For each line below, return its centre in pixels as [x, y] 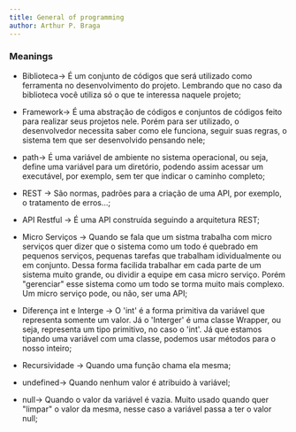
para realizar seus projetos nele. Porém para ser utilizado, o [131, 121]
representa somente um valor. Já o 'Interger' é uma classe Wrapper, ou [151, 320]
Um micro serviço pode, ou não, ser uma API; [105, 293]
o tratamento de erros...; [66, 202]
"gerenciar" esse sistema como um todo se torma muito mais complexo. [153, 283]
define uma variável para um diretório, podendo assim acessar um [142, 166]
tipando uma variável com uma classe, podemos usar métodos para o [149, 338]
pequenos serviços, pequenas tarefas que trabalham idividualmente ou [152, 255]
